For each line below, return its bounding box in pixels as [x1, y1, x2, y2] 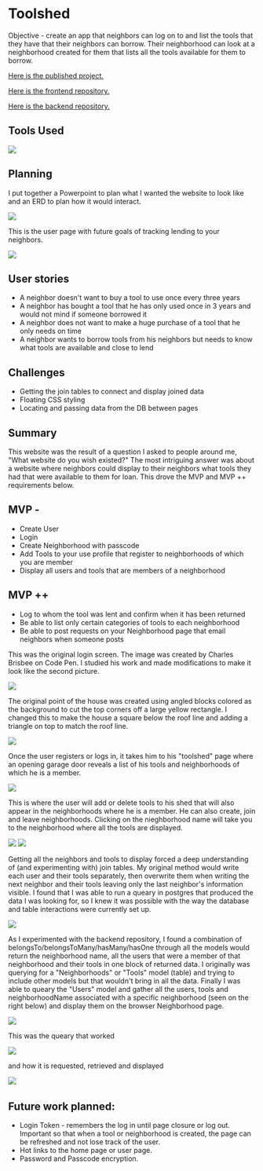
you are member [19, 557, 73, 566]
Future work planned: [8, 1100, 115, 1114]
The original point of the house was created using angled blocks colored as [8, 696, 253, 705]
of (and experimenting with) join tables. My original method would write [8, 862, 239, 872]
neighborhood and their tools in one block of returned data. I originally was [8, 959, 250, 968]
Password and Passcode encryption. [19, 1154, 139, 1163]
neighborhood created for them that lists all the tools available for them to [8, 47, 246, 57]
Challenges [8, 366, 65, 379]
